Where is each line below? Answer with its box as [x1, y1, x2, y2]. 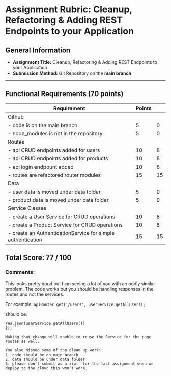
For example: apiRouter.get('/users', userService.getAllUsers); [5, 301, 146, 307]
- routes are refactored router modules [8, 171, 101, 178]
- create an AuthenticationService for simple [8, 229, 115, 237]
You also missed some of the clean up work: [5, 347, 101, 353]
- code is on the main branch [8, 122, 78, 129]
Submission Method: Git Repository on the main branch [12, 70, 132, 76]
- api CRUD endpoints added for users [8, 147, 100, 154]
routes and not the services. [5, 291, 65, 297]
